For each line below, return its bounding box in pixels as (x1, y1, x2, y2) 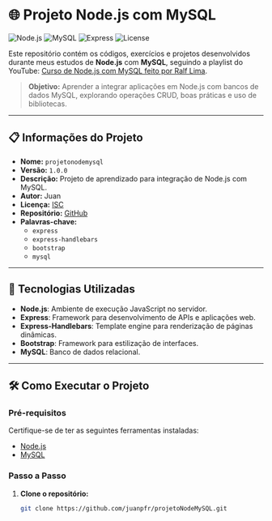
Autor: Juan (19, 190, 62, 200)
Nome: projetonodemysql (19, 156, 104, 166)
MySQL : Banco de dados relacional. (19, 347, 141, 357)
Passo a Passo (8, 470, 66, 481)
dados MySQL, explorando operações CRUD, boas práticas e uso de (28, 90, 257, 100)
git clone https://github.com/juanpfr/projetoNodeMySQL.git (19, 504, 227, 512)
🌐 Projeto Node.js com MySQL (8, 6, 217, 24)
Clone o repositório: (19, 489, 89, 498)
